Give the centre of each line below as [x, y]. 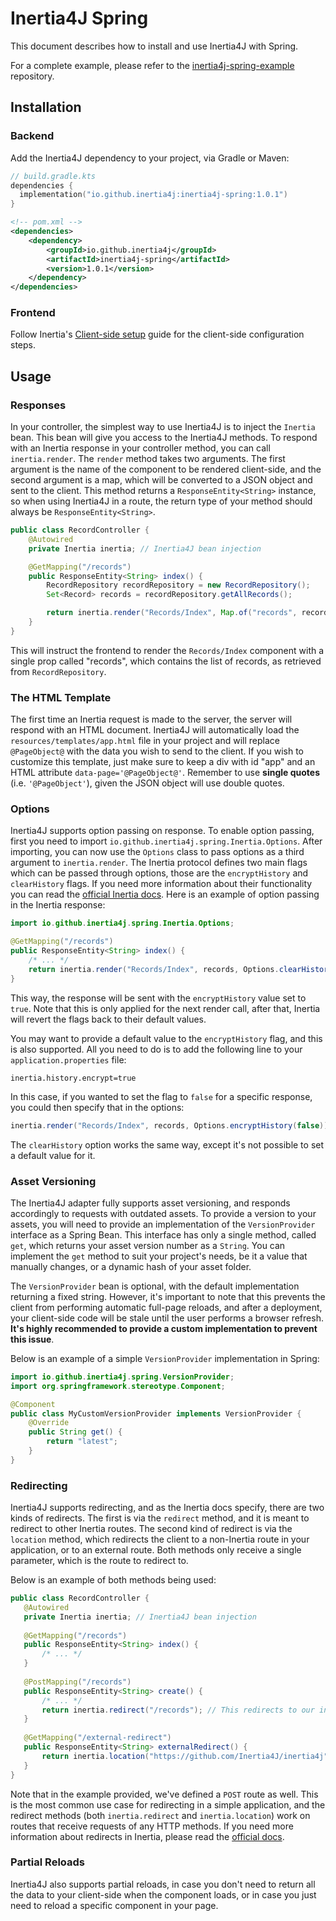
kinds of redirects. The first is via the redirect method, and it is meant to [160, 1518]
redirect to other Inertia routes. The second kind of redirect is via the [151, 1529]
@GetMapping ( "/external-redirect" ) [97, 1738]
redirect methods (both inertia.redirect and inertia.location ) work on [160, 1815]
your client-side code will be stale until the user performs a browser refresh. [167, 1318]
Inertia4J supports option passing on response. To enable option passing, [162, 831]
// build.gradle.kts [53, 176]
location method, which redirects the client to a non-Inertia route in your [160, 1539]
